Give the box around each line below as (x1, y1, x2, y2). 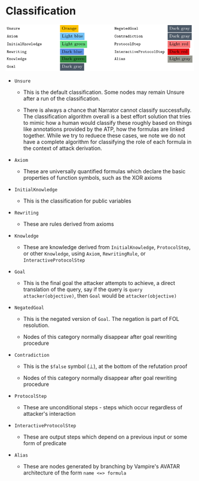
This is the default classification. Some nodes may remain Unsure (23, 88, 185, 96)
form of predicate (23, 439, 67, 446)
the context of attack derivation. (23, 145, 102, 152)
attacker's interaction (23, 410, 76, 417)
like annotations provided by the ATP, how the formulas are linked (23, 125, 185, 133)
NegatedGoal (14, 305, 44, 311)
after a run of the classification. (23, 94, 100, 102)
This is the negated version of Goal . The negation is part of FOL (23, 315, 180, 322)
